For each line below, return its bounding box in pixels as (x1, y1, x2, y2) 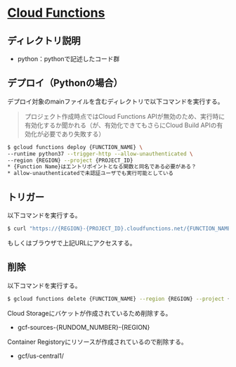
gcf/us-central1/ (17, 352, 65, 360)
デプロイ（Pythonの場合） (7, 77, 123, 89)
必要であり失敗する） (43, 129, 105, 138)
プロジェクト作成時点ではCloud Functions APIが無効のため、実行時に (24, 112, 225, 120)
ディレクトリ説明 (7, 34, 81, 46)
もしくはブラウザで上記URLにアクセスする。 (7, 238, 136, 247)
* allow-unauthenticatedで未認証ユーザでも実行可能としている (7, 170, 174, 177)
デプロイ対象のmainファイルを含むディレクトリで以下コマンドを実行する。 (7, 97, 224, 105)
